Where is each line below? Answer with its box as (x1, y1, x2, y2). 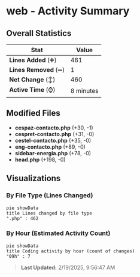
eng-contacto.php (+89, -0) (14, 143, 86, 150)
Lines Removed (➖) (9, 66, 65, 74)
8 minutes (70, 86, 99, 95)
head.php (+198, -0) (14, 156, 66, 163)
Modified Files (6, 108, 61, 118)
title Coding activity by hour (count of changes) (6, 248, 135, 254)
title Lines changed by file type (6, 210, 93, 216)
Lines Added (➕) (9, 56, 57, 64)
